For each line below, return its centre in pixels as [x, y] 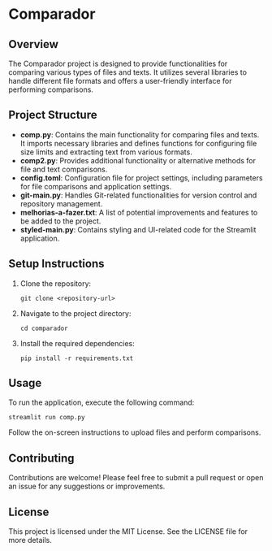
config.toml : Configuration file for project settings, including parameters [141, 178]
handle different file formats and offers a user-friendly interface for [120, 81]
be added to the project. [60, 221]
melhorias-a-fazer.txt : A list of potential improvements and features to [139, 212]
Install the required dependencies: [78, 343]
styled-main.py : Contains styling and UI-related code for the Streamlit [138, 229]
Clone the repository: [56, 283]
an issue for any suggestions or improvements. [87, 486]
